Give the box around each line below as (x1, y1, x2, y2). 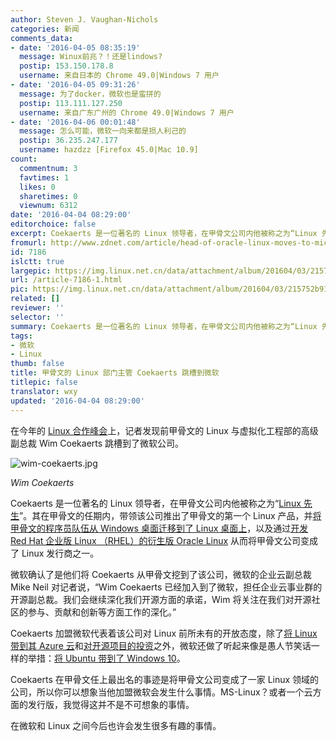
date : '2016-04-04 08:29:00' (10, 210, 132, 220)
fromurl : (10, 237, 47, 248)
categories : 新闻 (10, 24, 80, 34)
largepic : (10, 266, 52, 276)
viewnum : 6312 (19, 201, 78, 211)
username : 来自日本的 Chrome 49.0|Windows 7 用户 (19, 71, 220, 81)
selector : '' (10, 312, 65, 322)
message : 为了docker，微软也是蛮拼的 (19, 89, 162, 99)
